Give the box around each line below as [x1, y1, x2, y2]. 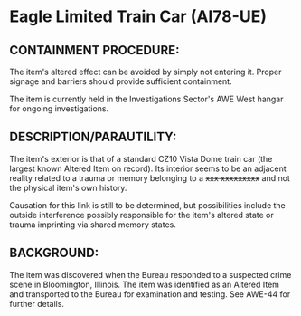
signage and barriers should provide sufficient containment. [9, 76, 232, 87]
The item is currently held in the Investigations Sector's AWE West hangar [9, 93, 284, 104]
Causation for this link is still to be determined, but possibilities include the [9, 199, 287, 210]
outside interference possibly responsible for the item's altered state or [9, 209, 274, 220]
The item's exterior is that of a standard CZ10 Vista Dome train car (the [9, 153, 273, 164]
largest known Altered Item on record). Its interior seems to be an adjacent [9, 163, 287, 174]
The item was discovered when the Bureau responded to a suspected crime [9, 269, 292, 280]
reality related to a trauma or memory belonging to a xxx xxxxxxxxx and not [9, 172, 291, 183]
